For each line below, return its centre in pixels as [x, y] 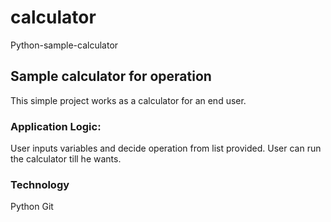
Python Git [32, 207]
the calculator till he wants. [66, 159]
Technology [40, 184]
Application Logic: [56, 126]
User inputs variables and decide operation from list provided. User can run [166, 148]
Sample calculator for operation [111, 76]
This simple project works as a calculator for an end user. [128, 100]
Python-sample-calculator [64, 45]
